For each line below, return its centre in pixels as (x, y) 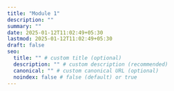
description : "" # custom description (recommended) (91, 64)
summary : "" (24, 26)
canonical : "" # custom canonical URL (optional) (86, 70)
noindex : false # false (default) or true (75, 77)
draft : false (26, 45)
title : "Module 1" (33, 13)
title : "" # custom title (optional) (68, 58)
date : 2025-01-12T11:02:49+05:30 (55, 32)
